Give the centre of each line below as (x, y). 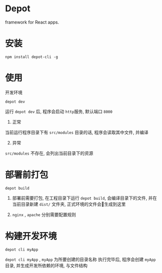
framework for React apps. (32, 22)
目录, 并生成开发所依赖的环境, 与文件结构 (46, 265)
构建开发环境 (31, 236)
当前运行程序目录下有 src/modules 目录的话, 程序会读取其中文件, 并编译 (77, 132)
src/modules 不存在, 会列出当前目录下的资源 (49, 153)
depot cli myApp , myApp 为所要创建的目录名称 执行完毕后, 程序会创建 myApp (81, 259)
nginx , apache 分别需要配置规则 (44, 215)
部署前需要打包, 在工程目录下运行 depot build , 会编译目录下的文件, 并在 (84, 198)
